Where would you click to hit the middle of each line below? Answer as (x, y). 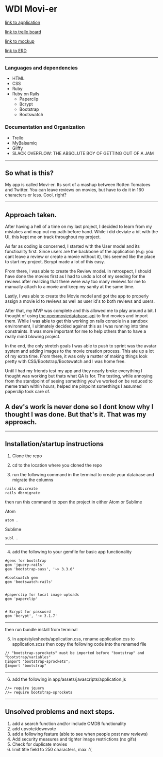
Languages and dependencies (41, 68)
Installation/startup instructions (54, 444)
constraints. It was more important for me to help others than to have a (76, 331)
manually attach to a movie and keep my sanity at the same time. (70, 287)
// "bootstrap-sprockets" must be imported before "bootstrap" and (75, 653)
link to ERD (16, 51)
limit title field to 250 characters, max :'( (52, 749)
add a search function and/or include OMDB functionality (69, 723)
